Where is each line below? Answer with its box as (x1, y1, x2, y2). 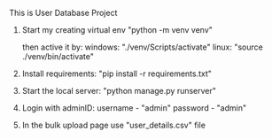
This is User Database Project (9, 8, 118, 18)
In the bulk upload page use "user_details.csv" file (21, 120, 206, 130)
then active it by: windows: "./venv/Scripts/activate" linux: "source (21, 42, 263, 52)
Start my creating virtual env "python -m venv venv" (21, 25, 213, 35)
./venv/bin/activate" (21, 51, 95, 61)
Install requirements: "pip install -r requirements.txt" (21, 68, 213, 79)
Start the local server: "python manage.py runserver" (21, 86, 217, 96)
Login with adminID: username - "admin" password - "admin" (21, 103, 246, 113)
